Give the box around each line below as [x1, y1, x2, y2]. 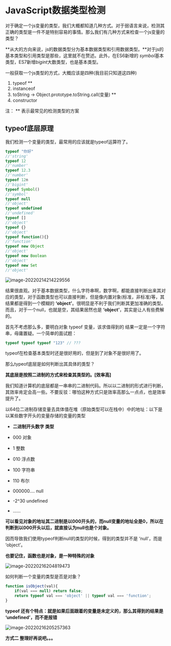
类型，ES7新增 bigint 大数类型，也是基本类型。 [5, 59, 101, 65]
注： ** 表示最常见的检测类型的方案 [5, 108, 79, 114]
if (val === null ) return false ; [14, 588, 83, 594]
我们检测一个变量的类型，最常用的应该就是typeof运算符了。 [5, 138, 131, 145]
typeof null [5, 196, 31, 202]
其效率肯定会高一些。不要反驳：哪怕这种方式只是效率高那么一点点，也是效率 [5, 389, 166, 395]
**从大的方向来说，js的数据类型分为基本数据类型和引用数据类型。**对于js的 [5, 46, 164, 52]
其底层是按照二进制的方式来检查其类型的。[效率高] [5, 372, 111, 378]
